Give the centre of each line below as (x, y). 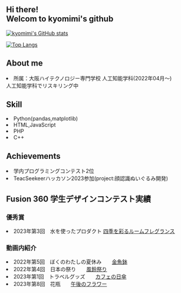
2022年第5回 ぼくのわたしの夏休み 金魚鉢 (71, 262)
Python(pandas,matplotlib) (46, 119)
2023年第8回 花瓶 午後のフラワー (60, 284)
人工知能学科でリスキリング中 (42, 86)
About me (24, 64)
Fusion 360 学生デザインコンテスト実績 (79, 199)
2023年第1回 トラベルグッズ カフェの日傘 (70, 276)
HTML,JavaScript (35, 125)
